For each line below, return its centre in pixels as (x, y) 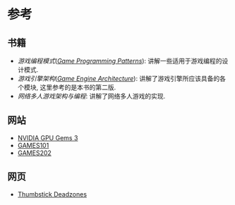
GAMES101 (33, 145)
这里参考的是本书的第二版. (78, 87)
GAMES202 (34, 153)
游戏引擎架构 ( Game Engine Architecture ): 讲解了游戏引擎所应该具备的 (119, 79)
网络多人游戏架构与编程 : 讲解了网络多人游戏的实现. (91, 96)
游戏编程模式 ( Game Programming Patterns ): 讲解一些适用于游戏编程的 (120, 61)
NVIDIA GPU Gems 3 (48, 137)
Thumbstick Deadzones (52, 194)
